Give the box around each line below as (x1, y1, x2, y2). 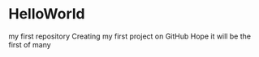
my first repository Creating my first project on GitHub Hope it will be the (8, 31, 252, 41)
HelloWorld (8, 5, 85, 23)
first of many (8, 39, 51, 49)
